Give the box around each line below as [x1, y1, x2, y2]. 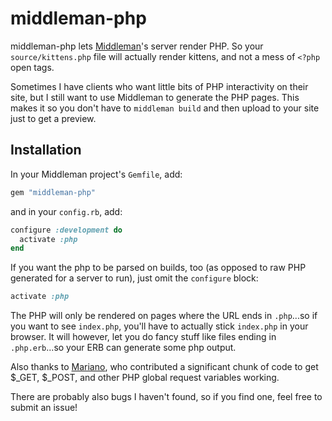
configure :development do [10, 225, 123, 235]
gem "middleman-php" [10, 187, 97, 197]
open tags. [10, 61, 55, 73]
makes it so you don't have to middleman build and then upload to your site [10, 102, 320, 114]
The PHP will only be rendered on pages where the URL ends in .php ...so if [10, 310, 318, 322]
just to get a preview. [10, 112, 97, 124]
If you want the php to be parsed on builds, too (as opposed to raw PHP [10, 262, 307, 274]
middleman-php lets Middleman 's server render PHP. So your [10, 40, 264, 52]
